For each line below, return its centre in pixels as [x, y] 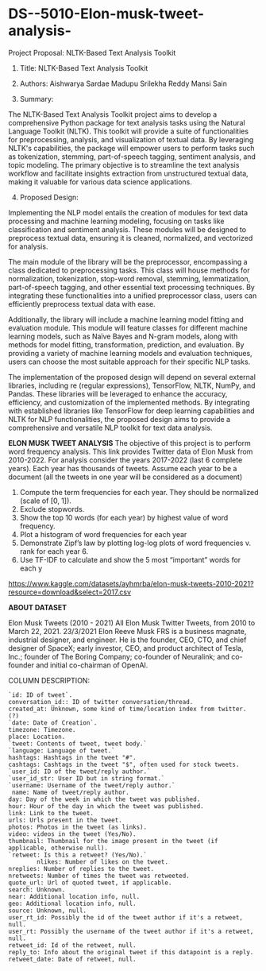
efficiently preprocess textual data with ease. [82, 304]
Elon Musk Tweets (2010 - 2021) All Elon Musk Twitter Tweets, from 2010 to [132, 623]
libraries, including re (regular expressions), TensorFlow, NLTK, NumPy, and [132, 385]
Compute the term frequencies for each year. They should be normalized [139, 492]
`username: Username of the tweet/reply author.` [92, 785]
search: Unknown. [37, 890]
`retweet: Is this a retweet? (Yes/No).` [78, 855]
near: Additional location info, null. [74, 896]
